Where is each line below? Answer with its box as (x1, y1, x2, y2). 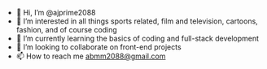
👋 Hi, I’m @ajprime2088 (15, 8, 96, 17)
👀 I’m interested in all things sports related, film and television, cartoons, (15, 16, 258, 26)
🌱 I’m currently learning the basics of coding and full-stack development (15, 33, 259, 43)
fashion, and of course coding (15, 25, 118, 34)
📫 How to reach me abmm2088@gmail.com (15, 51, 166, 61)
